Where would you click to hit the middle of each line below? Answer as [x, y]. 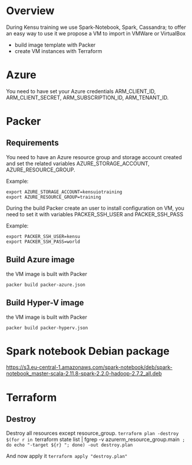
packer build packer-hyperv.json [47, 328]
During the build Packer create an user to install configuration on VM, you [95, 208]
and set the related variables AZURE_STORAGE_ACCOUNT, [78, 163]
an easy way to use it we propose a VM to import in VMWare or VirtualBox [96, 33]
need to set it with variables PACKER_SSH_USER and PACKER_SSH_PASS [95, 214]
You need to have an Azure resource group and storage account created [94, 157]
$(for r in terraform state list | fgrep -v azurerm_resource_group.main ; [96, 440]
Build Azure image [40, 260]
